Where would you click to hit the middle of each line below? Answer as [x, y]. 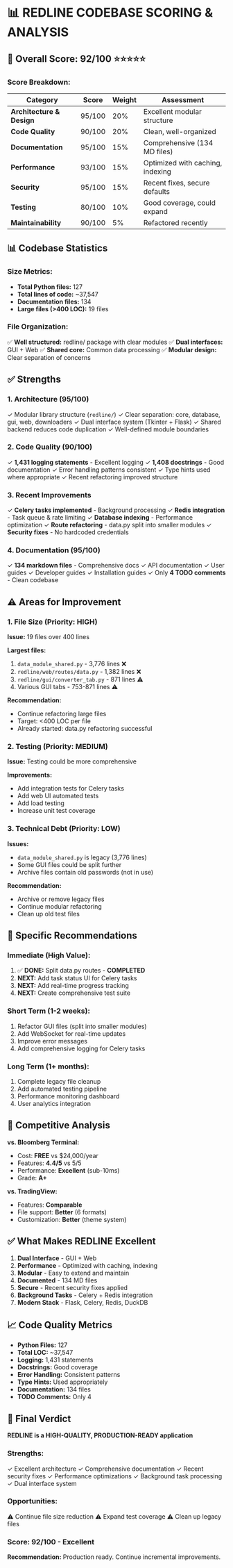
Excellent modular [173, 111]
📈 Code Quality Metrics [60, 1325]
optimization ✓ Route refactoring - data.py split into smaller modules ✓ [110, 525]
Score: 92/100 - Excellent [51, 1542]
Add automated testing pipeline [62, 1089]
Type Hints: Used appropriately [62, 1382]
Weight [124, 99]
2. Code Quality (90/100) [50, 447]
